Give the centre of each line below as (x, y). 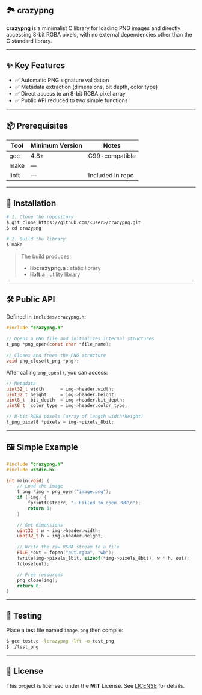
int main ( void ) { (28, 480)
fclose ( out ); (33, 564)
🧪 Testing (24, 616)
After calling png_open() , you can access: (57, 372)
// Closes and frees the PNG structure (56, 355)
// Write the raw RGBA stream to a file (68, 547)
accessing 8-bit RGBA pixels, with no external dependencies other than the (99, 34)
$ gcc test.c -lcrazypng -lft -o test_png (60, 641)
